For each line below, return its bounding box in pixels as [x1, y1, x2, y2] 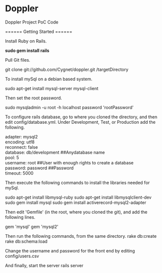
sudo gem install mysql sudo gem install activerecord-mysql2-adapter [5, 199, 147, 205]
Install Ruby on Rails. [5, 38, 47, 44]
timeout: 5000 [5, 170, 34, 176]
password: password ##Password [5, 165, 74, 171]
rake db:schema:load [5, 238, 48, 244]
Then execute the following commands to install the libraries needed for [5, 180, 150, 185]
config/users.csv [5, 253, 39, 259]
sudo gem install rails [5, 47, 50, 53]
